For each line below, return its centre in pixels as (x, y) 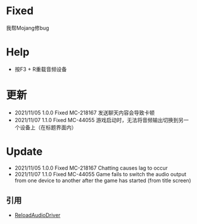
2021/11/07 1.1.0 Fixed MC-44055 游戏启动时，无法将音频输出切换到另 (99, 120)
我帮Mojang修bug (28, 28)
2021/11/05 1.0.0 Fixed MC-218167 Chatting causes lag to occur (91, 168)
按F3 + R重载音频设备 (41, 69)
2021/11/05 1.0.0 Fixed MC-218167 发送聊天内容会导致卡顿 (84, 113)
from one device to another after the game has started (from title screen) (103, 180)
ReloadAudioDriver (37, 215)
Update (24, 151)
